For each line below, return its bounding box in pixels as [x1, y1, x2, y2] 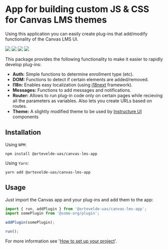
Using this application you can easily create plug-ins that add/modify [5, 31, 148, 37]
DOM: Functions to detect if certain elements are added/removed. [12, 76, 149, 82]
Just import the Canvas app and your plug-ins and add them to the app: [5, 196, 153, 202]
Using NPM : [5, 141, 27, 147]
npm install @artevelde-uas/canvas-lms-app [5, 151, 98, 156]
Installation [5, 128, 41, 137]
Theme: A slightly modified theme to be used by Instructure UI [12, 108, 142, 114]
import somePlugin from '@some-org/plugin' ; [5, 211, 100, 216]
